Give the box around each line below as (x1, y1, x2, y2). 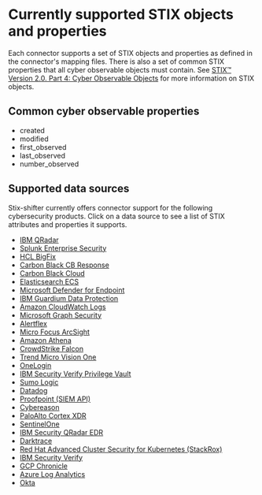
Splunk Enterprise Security (19, 243, 107, 253)
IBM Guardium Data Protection (19, 293, 119, 303)
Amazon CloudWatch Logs (19, 302, 106, 311)
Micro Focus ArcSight (19, 327, 90, 337)
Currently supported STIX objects (8, 6, 234, 24)
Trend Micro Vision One (19, 352, 97, 362)
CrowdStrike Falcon (19, 344, 84, 353)
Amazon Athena (19, 335, 72, 344)
